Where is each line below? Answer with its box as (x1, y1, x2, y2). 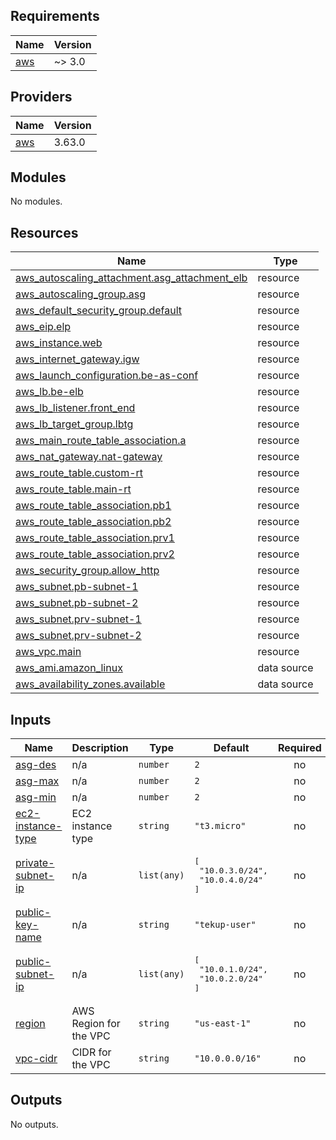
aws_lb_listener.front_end (15, 401, 136, 415)
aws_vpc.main (15, 645, 82, 659)
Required (277, 741, 322, 755)
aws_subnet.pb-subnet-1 (15, 580, 139, 594)
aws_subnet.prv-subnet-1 (15, 612, 142, 626)
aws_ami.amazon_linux (15, 661, 123, 675)
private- (15, 856, 55, 870)
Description (71, 741, 129, 755)
